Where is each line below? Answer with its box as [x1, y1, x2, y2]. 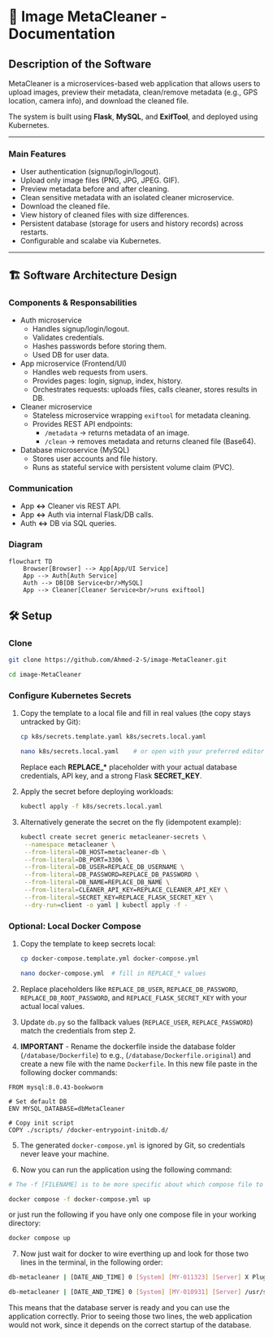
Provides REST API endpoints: [32, 419, 133, 428]
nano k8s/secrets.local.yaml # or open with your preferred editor [19, 748, 265, 756]
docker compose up [8, 1234, 71, 1243]
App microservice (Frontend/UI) [19, 358, 128, 368]
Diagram [8, 539, 43, 551]
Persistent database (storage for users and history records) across [19, 219, 244, 229]
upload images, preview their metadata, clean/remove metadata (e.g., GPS [8, 87, 258, 97]
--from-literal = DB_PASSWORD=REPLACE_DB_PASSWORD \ [24, 871, 199, 879]
